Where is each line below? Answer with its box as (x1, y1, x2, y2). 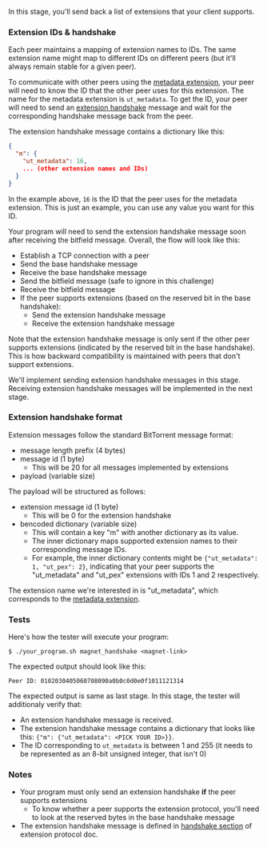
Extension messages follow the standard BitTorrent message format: (8, 429, 233, 439)
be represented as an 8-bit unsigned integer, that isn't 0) (19, 749, 207, 759)
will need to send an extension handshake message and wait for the (8, 103, 232, 113)
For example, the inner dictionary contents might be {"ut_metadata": (31, 553, 258, 562)
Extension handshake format (8, 412, 123, 423)
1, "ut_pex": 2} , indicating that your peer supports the (31, 561, 214, 571)
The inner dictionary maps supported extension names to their (31, 536, 238, 545)
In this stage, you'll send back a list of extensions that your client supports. (8, 7, 255, 16)
